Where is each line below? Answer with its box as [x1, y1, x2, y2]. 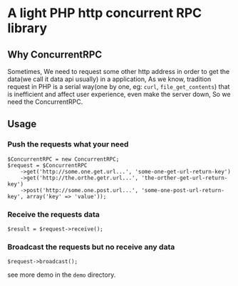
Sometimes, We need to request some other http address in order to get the [7, 68, 230, 75]
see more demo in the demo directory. [7, 270, 116, 279]
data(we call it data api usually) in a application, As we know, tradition [7, 75, 212, 83]
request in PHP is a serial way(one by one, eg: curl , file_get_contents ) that [7, 83, 230, 90]
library [7, 20, 48, 36]
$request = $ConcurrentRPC [7, 161, 88, 169]
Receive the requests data [7, 209, 100, 219]
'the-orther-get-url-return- [141, 174, 228, 181]
